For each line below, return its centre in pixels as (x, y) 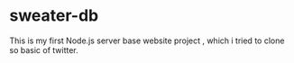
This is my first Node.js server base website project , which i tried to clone (147, 40)
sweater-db (54, 16)
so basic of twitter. (44, 49)
